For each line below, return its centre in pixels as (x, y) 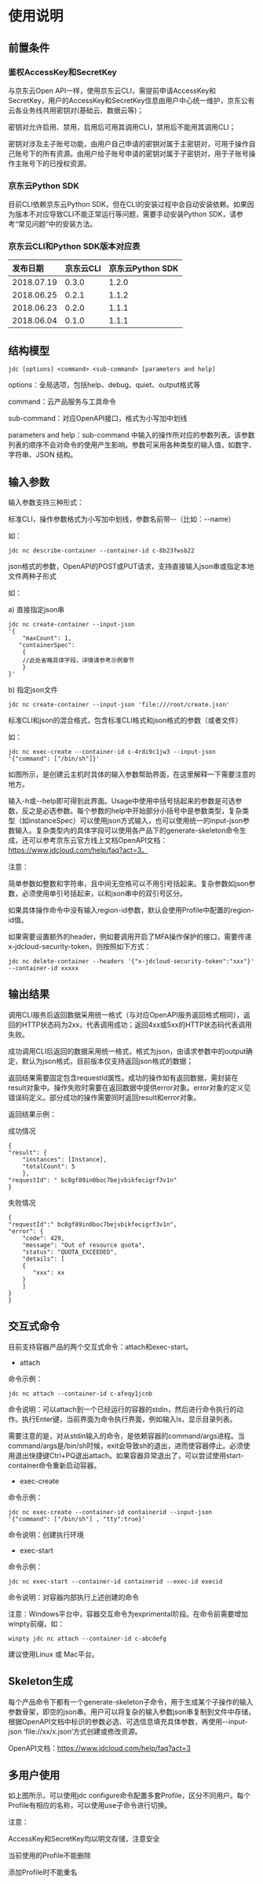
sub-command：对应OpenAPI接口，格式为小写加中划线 (98, 419)
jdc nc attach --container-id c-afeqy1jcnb (80, 1394)
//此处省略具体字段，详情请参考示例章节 (79, 661)
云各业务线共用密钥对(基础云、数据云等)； (76, 110)
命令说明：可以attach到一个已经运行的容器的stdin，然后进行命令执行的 (122, 1409)
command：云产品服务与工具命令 (62, 401)
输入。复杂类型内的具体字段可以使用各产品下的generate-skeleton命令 (127, 830)
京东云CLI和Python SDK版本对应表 (74, 246)
